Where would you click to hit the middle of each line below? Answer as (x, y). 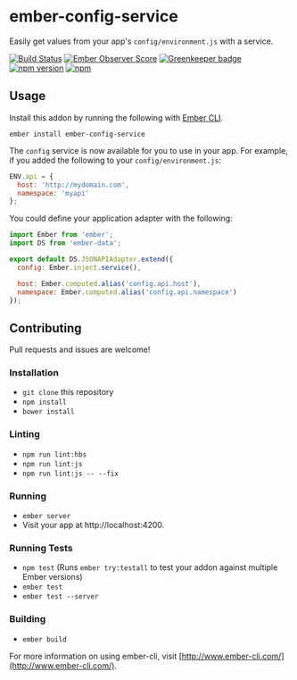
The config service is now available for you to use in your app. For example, (148, 150)
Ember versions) (52, 577)
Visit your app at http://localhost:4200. (93, 525)
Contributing (45, 328)
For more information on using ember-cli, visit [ (96, 656)
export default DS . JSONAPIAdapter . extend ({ (91, 259)
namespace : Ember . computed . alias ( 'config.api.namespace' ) (128, 292)
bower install (48, 412)
